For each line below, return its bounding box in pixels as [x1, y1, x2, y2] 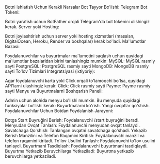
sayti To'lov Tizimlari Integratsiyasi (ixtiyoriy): [5, 68, 96, 74]
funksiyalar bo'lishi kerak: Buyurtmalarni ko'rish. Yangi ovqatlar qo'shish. [5, 103, 150, 108]
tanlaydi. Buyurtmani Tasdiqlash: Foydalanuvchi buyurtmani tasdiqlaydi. [5, 143, 148, 148]
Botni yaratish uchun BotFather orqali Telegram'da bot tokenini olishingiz [5, 19, 150, 24]
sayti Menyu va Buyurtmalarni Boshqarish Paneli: [5, 88, 103, 94]
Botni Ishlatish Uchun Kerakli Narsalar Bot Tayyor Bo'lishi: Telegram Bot [5, 4, 147, 10]
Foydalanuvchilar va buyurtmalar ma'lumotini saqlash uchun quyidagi [5, 53, 144, 59]
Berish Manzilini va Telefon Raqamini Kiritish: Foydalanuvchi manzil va [5, 133, 144, 138]
